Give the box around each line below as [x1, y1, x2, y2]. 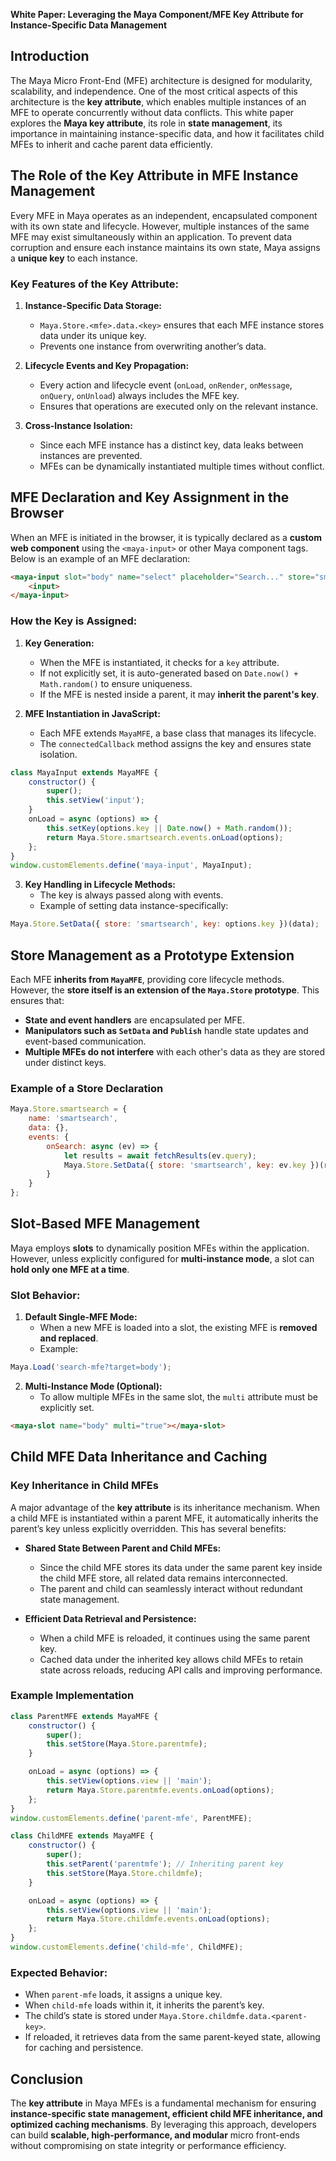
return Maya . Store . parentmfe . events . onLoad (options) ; [46, 1785, 275, 1795]
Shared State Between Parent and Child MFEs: [24, 1542, 222, 1554]
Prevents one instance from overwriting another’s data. [39, 340, 267, 352]
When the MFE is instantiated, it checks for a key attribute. [39, 656, 280, 668]
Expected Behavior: [10, 1965, 108, 1979]
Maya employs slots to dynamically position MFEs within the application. [10, 1242, 310, 1254]
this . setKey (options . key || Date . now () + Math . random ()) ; [46, 823, 293, 833]
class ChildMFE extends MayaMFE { [10, 1831, 155, 1841]
